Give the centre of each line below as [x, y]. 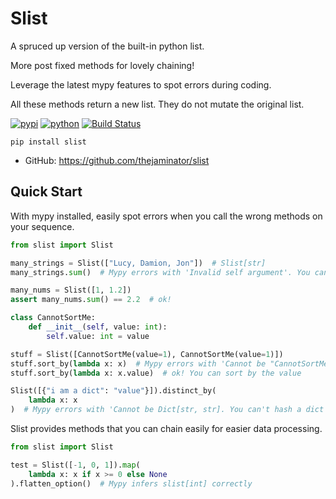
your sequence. [42, 226]
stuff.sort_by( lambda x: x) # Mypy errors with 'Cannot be [138, 363]
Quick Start [46, 192]
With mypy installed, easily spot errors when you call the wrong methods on [166, 216]
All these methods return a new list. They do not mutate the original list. [157, 104]
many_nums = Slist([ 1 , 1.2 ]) [71, 290]
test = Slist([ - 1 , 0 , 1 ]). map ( [75, 465]
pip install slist [48, 142]
